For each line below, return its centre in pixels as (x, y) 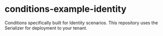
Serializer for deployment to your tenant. (46, 28)
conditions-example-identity (66, 9)
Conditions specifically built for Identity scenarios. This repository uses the (81, 23)
